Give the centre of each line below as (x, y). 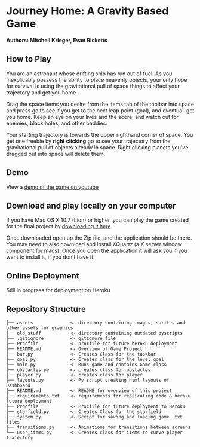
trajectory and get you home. (42, 92)
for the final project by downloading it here (59, 226)
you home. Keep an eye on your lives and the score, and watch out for (93, 117)
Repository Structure (46, 309)
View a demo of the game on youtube (53, 187)
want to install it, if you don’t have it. (50, 257)
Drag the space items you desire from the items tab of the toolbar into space (100, 104)
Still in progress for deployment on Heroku (58, 290)
